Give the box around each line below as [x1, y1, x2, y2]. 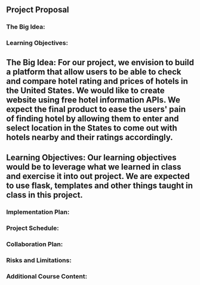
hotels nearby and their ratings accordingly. [6, 132, 173, 142]
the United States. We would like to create [6, 85, 165, 95]
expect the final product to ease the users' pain [6, 104, 186, 114]
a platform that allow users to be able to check [6, 66, 181, 77]
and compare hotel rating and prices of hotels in [6, 76, 188, 86]
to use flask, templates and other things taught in [6, 181, 193, 191]
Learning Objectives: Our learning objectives [6, 153, 177, 163]
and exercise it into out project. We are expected [6, 171, 190, 181]
